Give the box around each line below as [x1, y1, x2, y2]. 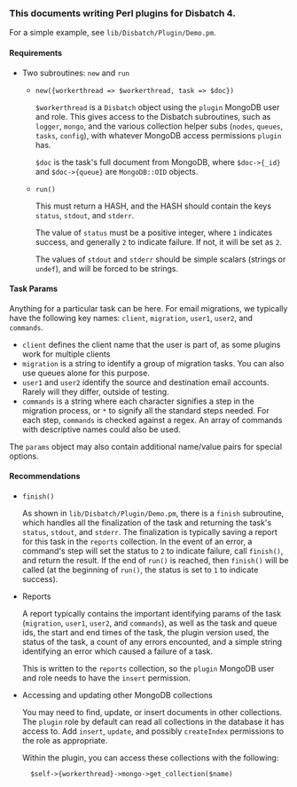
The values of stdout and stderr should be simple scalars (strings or [35, 254, 286, 264]
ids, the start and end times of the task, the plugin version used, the [21, 626, 270, 637]
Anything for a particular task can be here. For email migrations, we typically [9, 303, 288, 313]
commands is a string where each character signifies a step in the [21, 396, 254, 406]
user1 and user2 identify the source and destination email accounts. [21, 376, 270, 388]
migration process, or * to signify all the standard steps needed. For [21, 405, 270, 415]
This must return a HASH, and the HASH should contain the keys [35, 201, 272, 211]
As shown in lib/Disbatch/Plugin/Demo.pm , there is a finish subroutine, [21, 508, 285, 518]
